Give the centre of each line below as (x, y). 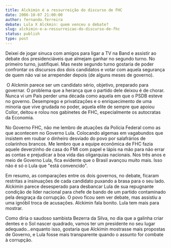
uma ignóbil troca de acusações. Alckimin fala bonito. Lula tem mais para (82, 202)
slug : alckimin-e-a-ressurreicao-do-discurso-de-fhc (63, 29)
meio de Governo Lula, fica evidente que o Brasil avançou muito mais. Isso (84, 160)
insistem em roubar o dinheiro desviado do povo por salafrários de (76, 138)
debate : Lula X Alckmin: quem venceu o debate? (57, 24)
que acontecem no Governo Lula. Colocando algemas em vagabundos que (84, 133)
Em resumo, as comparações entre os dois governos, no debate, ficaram (82, 175)
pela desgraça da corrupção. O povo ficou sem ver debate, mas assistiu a (83, 197)
